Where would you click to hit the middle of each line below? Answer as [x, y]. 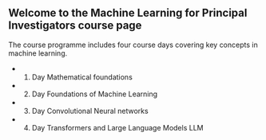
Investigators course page [75, 26]
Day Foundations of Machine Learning [95, 94]
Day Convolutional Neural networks [90, 111]
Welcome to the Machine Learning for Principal [128, 13]
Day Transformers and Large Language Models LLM [117, 127]
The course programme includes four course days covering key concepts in [133, 45]
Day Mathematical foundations [82, 77]
